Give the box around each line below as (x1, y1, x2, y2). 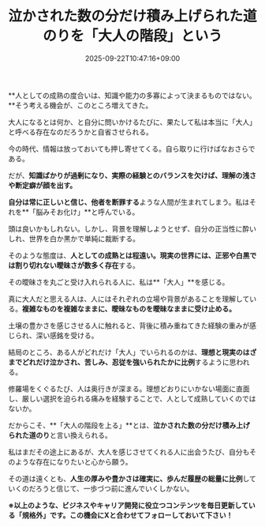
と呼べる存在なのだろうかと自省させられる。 (8, 127, 154, 137)
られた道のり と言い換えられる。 (8, 430, 112, 439)
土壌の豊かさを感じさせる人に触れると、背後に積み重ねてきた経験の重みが (8, 321, 250, 330)
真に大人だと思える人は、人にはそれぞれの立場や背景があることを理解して (8, 294, 250, 303)
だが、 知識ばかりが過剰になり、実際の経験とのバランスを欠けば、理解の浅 (8, 171, 250, 180)
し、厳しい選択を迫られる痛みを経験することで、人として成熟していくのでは (8, 393, 256, 403)
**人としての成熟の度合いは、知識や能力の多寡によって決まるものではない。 (8, 90, 256, 100)
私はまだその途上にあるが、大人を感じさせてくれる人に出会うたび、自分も (8, 447, 250, 457)
